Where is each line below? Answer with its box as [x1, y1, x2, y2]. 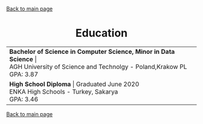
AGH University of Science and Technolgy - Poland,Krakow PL [9, 62, 187, 71]
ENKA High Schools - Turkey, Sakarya [9, 87, 118, 96]
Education [75, 27, 128, 40]
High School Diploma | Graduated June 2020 [9, 80, 140, 88]
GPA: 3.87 [9, 70, 39, 78]
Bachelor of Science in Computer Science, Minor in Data [9, 47, 175, 56]
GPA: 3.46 [9, 95, 39, 103]
